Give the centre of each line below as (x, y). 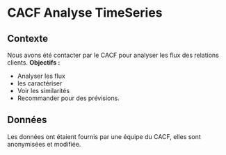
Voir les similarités (43, 91)
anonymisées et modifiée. (44, 144)
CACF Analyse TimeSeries (85, 13)
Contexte (28, 39)
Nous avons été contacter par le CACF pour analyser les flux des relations (113, 55)
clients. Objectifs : (34, 63)
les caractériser (40, 83)
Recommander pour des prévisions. (68, 98)
